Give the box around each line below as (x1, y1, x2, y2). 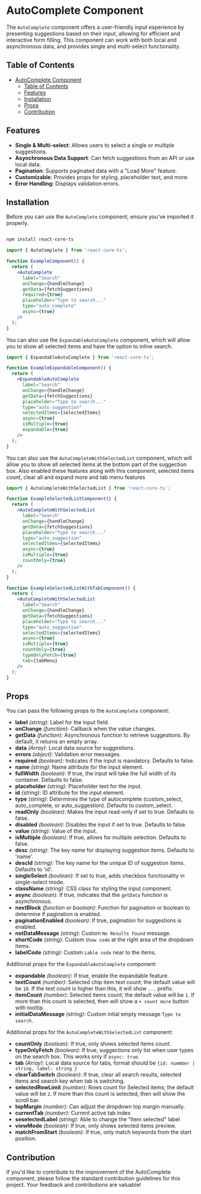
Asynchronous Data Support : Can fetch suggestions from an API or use (14, 154, 195, 161)
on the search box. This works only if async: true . (14, 1053, 140, 1060)
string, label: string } (14, 1066, 78, 1072)
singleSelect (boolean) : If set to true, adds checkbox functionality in (14, 872, 185, 879)
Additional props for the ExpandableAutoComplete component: (6, 961, 157, 968)
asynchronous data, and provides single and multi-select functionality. (6, 43, 181, 50)
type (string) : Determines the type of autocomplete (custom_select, (14, 795, 183, 803)
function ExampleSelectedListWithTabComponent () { (6, 585, 136, 591)
